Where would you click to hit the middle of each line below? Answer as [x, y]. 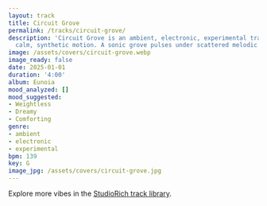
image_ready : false [41, 60]
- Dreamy [23, 112]
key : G [19, 164]
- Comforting [30, 119]
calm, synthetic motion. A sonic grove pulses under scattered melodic [137, 45]
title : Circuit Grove [44, 23]
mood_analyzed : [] [39, 89]
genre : [19, 126]
